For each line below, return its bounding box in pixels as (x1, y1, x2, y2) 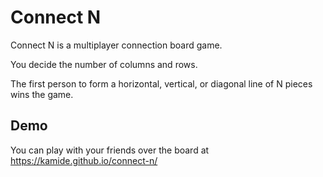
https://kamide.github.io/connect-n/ (10, 154, 158, 166)
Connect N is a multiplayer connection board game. (10, 39, 223, 51)
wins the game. (10, 88, 74, 100)
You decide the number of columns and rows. (10, 58, 198, 70)
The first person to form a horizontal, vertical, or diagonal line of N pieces (10, 77, 313, 90)
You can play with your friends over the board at (10, 144, 210, 156)
